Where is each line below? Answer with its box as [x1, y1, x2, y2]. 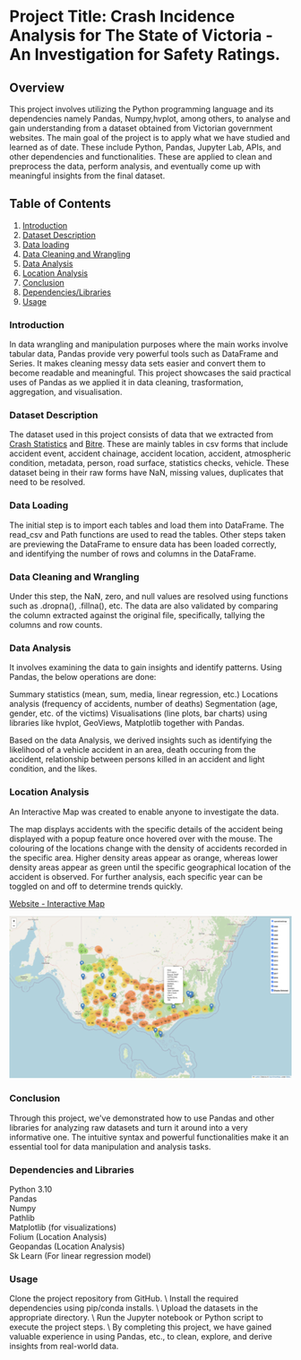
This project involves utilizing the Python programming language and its [9, 104, 274, 114]
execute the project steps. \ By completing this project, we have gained [9, 1321, 272, 1332]
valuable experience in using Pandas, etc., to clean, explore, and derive [9, 1331, 273, 1342]
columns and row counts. [9, 620, 103, 630]
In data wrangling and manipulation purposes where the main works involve [9, 339, 288, 350]
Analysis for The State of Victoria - [9, 25, 273, 46]
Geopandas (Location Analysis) [9, 1241, 125, 1252]
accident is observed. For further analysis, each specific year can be [9, 871, 263, 882]
